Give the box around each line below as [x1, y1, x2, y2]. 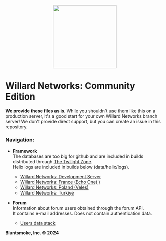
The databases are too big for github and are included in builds [12, 153, 144, 159]
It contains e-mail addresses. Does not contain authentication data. [12, 210, 152, 217]
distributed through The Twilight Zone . [12, 159, 93, 165]
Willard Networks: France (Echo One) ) [20, 179, 101, 185]
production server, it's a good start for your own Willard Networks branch [5, 113, 158, 119]
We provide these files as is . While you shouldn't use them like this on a [5, 108, 155, 114]
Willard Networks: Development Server [20, 174, 101, 180]
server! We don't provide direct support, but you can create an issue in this [5, 118, 161, 124]
